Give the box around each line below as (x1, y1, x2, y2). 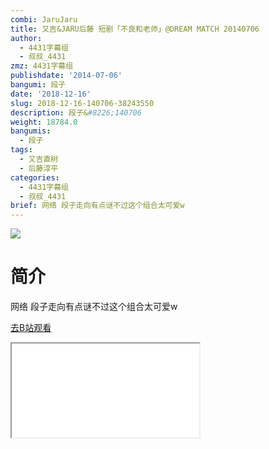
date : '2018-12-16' (10, 89, 92, 99)
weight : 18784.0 (10, 117, 78, 127)
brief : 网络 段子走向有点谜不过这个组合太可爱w (10, 201, 185, 211)
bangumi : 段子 (10, 80, 67, 90)
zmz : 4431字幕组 (10, 61, 74, 71)
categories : (10, 172, 60, 183)
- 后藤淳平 (19, 163, 59, 173)
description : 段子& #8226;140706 (10, 107, 142, 118)
